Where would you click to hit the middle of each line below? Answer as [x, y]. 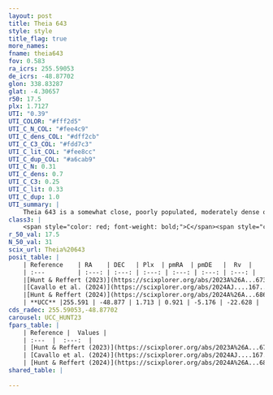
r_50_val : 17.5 [34, 235]
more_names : [28, 46]
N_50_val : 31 [30, 243]
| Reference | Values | [65, 333]
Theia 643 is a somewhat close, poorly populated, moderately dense [141, 212]
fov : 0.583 [27, 62]
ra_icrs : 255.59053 [41, 69]
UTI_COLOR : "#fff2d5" [45, 122]
